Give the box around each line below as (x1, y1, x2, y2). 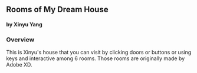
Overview (6, 35, 35, 43)
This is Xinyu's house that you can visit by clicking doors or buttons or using (6, 49, 192, 56)
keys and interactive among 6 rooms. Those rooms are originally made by (6, 55, 185, 62)
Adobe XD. (6, 61, 32, 68)
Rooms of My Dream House (6, 5, 109, 15)
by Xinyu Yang (6, 20, 42, 28)
